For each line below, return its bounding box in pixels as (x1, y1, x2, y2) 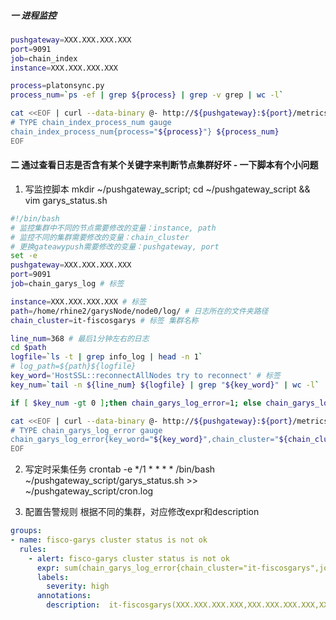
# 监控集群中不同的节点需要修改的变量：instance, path (10, 223, 217, 233)
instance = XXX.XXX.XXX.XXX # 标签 (10, 296, 147, 307)
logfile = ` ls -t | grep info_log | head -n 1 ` (10, 352, 204, 362)
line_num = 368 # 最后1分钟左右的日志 (10, 333, 150, 344)
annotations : (36, 591, 92, 601)
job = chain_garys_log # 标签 (10, 279, 125, 289)
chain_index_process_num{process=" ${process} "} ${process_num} (10, 126, 280, 137)
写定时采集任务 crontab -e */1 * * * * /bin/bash (24, 463, 216, 475)
